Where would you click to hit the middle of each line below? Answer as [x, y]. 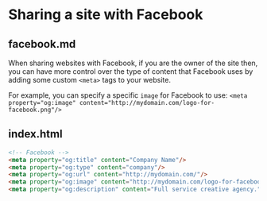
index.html [35, 134]
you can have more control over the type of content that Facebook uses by [131, 72]
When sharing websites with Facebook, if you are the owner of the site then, [133, 63]
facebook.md [42, 44]
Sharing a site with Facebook [106, 15]
